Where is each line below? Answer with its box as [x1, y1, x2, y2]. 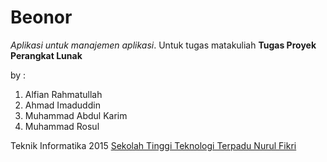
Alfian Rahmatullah [24, 88, 103, 100]
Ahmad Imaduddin [24, 99, 101, 111]
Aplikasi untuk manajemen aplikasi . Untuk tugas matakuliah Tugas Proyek [10, 39, 317, 51]
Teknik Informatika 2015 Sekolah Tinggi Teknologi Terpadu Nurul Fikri [10, 139, 297, 151]
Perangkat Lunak [10, 49, 83, 61]
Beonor [10, 6, 73, 29]
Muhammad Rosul [24, 120, 100, 132]
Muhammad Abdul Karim [24, 109, 128, 121]
